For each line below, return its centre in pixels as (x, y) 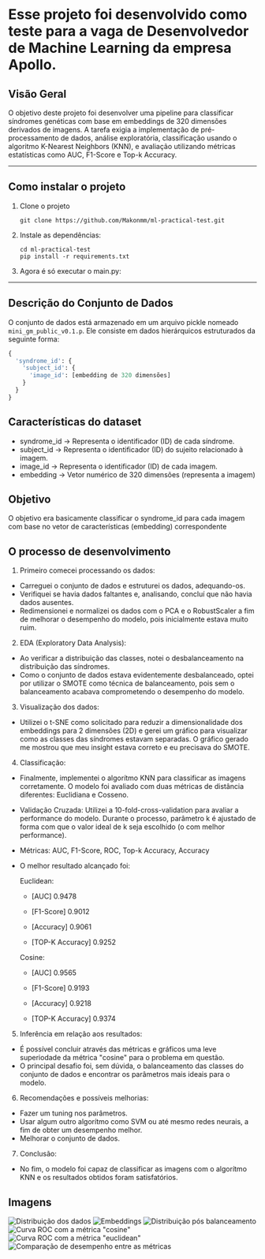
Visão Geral (37, 93)
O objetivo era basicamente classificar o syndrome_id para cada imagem (127, 518)
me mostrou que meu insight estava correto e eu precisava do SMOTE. (134, 748)
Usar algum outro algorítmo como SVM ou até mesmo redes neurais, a (134, 1122)
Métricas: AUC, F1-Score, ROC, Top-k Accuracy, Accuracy (114, 850)
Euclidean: (37, 881)
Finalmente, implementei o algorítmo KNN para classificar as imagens (132, 778)
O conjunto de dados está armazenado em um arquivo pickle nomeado (123, 322)
